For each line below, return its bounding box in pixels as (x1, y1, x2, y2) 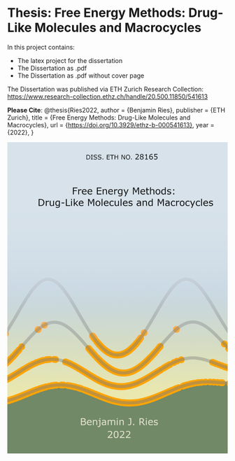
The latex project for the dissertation (17, 56, 123, 64)
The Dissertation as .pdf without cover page (17, 71, 145, 80)
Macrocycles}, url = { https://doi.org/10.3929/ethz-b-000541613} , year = (7, 120, 215, 129)
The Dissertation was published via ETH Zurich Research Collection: (7, 85, 204, 93)
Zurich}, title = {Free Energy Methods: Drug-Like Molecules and (7, 113, 191, 122)
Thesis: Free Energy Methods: (7, 5, 186, 21)
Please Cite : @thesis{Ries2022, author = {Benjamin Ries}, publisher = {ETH (7, 106, 226, 114)
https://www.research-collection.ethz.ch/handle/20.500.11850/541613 (7, 92, 208, 101)
